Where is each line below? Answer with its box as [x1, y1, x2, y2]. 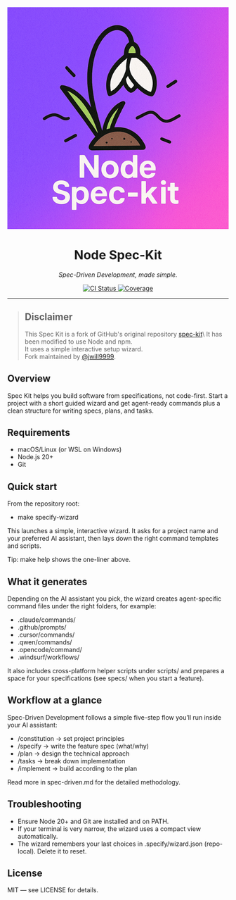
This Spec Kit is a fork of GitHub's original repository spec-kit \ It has [24, 330, 223, 338]
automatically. [17, 832, 58, 840]
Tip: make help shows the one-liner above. [7, 556, 131, 564]
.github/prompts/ [17, 623, 67, 631]
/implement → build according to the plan [17, 764, 138, 773]
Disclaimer [24, 311, 73, 323]
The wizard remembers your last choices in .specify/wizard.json [17, 839, 203, 848]
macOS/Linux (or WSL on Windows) [17, 445, 122, 454]
